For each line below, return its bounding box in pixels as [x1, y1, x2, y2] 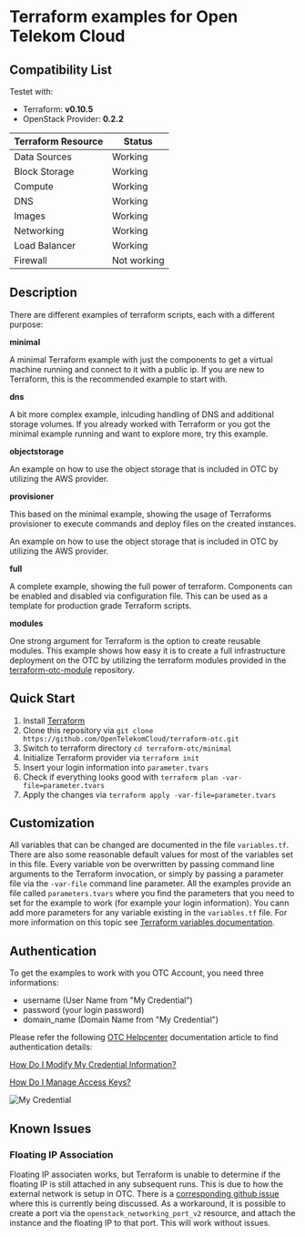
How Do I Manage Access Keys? [9, 1077, 132, 1088]
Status [123, 135, 153, 148]
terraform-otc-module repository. [9, 664, 135, 675]
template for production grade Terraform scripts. [9, 599, 192, 611]
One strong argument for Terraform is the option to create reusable [9, 635, 261, 646]
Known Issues [9, 1120, 92, 1136]
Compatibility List [9, 62, 112, 77]
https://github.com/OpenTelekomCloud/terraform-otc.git [22, 734, 239, 743]
